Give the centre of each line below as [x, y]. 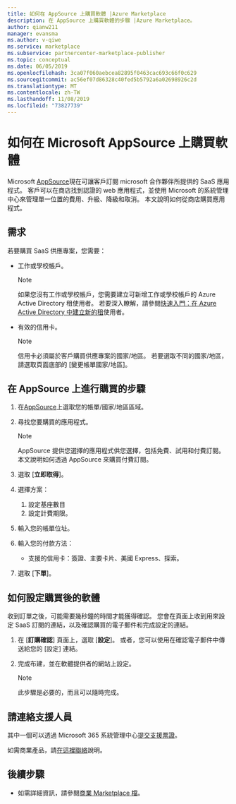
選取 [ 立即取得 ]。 [42, 474]
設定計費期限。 [50, 513]
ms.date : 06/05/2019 [38, 66]
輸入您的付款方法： [45, 544]
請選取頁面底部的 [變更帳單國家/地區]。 [74, 364]
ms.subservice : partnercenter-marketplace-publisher [86, 54]
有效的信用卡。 [39, 327]
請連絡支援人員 [40, 717]
